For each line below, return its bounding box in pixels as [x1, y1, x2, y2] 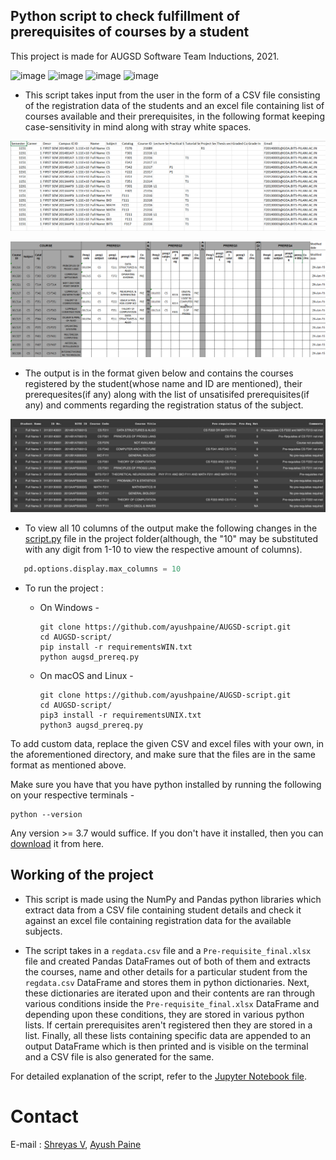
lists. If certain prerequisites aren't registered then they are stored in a [24, 1019, 313, 1031]
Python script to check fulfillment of [10, 8, 240, 25]
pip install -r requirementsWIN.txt [39, 642, 193, 653]
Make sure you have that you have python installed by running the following [10, 779, 322, 791]
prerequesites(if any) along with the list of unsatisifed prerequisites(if [24, 388, 310, 400]
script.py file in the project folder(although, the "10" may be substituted [24, 533, 318, 545]
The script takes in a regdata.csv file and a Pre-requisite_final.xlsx [24, 944, 312, 956]
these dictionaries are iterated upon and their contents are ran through [24, 987, 316, 999]
